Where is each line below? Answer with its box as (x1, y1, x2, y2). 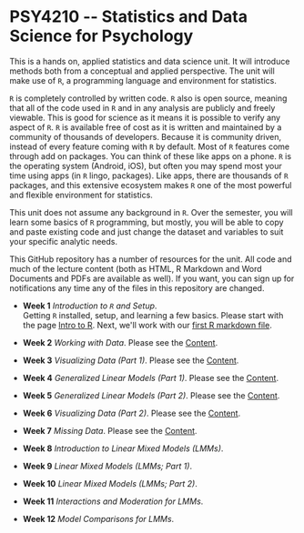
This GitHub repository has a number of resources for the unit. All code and (9, 253, 293, 265)
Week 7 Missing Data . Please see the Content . (22, 425, 198, 436)
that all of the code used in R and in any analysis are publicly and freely (9, 102, 276, 113)
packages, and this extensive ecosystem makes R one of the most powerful (9, 179, 292, 190)
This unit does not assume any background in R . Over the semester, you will (9, 206, 293, 217)
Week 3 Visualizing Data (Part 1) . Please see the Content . (22, 355, 239, 366)
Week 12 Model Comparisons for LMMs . (22, 513, 175, 524)
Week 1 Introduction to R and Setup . (22, 300, 157, 311)
